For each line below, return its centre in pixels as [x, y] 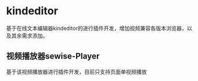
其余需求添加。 [29, 35]
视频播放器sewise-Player [53, 56]
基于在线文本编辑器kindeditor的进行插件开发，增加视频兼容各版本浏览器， [97, 28]
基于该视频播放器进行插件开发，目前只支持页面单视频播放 [76, 71]
